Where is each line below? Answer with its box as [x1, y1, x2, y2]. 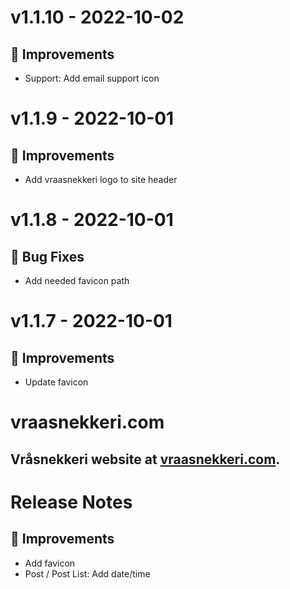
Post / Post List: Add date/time [24, 567, 151, 580]
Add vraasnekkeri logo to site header [24, 174, 178, 185]
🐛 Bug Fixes [10, 248, 85, 265]
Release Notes [10, 491, 133, 513]
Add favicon [24, 557, 76, 569]
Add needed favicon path [24, 275, 130, 286]
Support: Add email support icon [24, 72, 160, 84]
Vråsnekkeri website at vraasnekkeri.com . [10, 451, 281, 468]
